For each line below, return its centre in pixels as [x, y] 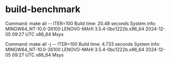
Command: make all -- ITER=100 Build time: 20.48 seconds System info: [81, 23]
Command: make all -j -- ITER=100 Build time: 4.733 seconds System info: [83, 44]
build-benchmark [43, 9]
